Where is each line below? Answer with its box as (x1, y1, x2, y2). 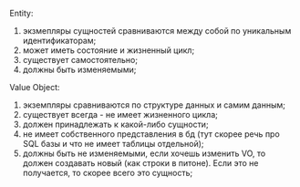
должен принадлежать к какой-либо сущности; (22, 119, 209, 130)
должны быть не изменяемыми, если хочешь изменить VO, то (22, 148, 266, 159)
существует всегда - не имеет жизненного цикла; (22, 109, 219, 119)
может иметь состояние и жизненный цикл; (22, 45, 195, 56)
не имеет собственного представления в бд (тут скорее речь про (22, 129, 280, 140)
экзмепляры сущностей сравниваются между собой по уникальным (22, 26, 292, 36)
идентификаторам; (22, 36, 97, 46)
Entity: (9, 8, 34, 18)
